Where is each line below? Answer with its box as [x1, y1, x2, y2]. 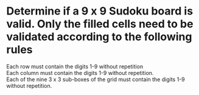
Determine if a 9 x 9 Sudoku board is [6, 4, 194, 18]
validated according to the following [6, 30, 192, 44]
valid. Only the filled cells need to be [6, 17, 194, 31]
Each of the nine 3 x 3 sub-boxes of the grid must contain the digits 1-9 [6, 76, 185, 83]
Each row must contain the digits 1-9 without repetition [6, 62, 144, 70]
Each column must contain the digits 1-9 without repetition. [6, 69, 154, 76]
